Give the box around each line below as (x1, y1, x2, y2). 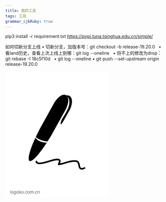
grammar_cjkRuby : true (5, 19, 53, 24)
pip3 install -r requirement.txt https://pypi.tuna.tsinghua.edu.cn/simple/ (5, 33, 153, 39)
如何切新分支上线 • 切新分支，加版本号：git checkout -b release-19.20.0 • (5, 44, 161, 50)
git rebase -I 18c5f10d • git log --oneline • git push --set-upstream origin (5, 56, 159, 62)
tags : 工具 (5, 13, 27, 19)
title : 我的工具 (5, 8, 36, 13)
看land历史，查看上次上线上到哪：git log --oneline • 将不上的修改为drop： (5, 50, 162, 56)
